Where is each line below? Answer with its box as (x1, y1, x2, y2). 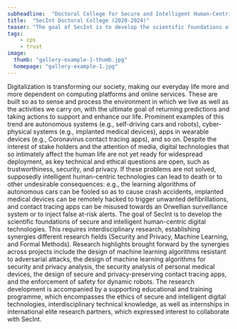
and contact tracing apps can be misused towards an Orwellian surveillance (7, 202, 228, 210)
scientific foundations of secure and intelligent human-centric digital (7, 217, 206, 226)
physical (7, 127, 32, 136)
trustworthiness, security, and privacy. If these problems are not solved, (7, 164, 217, 173)
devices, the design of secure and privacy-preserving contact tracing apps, (7, 270, 227, 278)
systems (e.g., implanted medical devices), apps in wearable (32, 127, 209, 136)
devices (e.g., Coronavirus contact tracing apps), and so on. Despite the (7, 135, 217, 143)
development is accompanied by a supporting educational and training (7, 285, 213, 293)
